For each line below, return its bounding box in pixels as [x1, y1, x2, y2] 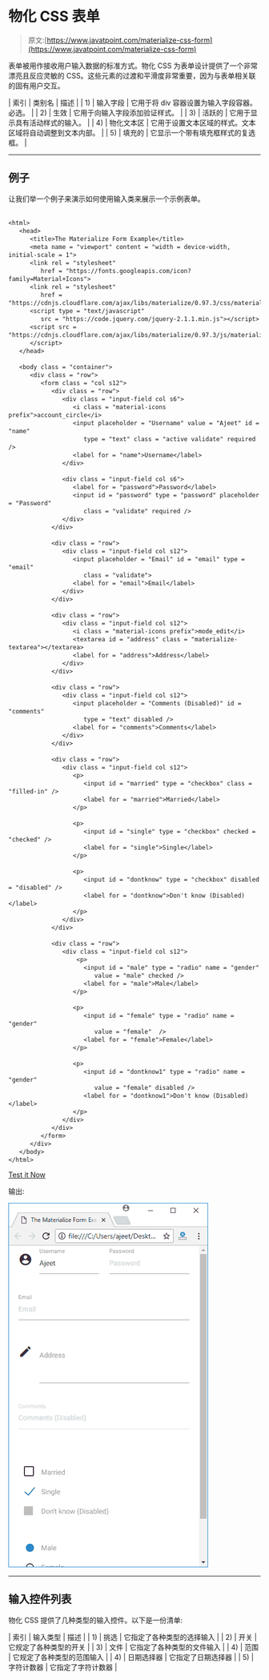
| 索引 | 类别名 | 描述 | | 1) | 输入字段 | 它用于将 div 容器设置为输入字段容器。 [8, 98, 258, 107]
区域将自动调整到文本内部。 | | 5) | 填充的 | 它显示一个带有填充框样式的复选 [8, 127, 256, 137]
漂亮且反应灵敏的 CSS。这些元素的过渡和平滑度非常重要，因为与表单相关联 [8, 70, 256, 80]
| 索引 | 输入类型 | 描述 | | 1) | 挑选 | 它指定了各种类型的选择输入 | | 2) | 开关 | [8, 1632, 258, 1642]
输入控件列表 [8, 1593, 72, 1606]
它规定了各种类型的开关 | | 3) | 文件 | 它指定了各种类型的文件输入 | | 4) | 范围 [8, 1642, 259, 1652]
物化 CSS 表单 [8, 7, 100, 26]
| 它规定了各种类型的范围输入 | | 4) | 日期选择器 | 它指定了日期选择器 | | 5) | [8, 1652, 255, 1662]
